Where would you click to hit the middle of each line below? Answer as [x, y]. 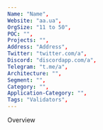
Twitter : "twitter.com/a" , [47, 54]
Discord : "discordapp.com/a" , [52, 60]
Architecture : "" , [34, 73]
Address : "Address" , [38, 47]
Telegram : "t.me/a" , [38, 67]
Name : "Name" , [28, 14]
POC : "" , [20, 34]
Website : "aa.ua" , [34, 21]
